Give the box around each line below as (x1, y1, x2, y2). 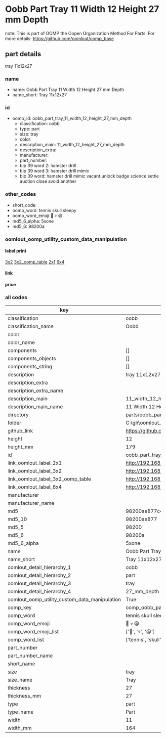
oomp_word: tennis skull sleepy (12, 207, 77, 213)
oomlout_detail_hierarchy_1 (7, 564, 71, 571)
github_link (7, 428, 33, 434)
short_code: (12, 202, 37, 208)
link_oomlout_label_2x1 (7, 460, 62, 467)
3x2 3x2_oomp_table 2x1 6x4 (5, 259, 65, 265)
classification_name (7, 323, 54, 330)
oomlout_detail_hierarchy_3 (7, 580, 71, 587)
